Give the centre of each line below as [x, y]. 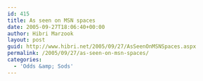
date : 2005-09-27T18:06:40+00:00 [56, 27]
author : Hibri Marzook [40, 33]
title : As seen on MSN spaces [52, 20]
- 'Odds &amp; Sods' [44, 66]
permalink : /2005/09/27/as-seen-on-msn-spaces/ [78, 54]
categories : [25, 60]
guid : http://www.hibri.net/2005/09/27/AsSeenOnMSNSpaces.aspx [102, 46]
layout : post [26, 40]
